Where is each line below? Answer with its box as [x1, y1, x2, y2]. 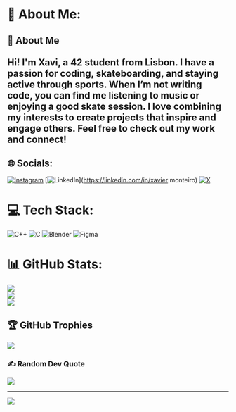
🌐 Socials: [7, 157, 53, 169]
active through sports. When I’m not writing [7, 78, 202, 90]
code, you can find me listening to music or [7, 89, 200, 101]
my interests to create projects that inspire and [7, 111, 216, 123]
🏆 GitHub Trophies [7, 319, 93, 331]
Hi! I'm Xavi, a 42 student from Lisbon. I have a [7, 56, 214, 68]
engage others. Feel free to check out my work [7, 123, 216, 135]
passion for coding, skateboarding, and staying [7, 67, 219, 80]
